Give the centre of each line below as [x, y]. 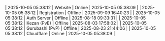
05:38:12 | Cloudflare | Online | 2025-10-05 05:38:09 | [60, 33]
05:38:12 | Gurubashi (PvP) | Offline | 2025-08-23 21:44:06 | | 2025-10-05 [81, 28]
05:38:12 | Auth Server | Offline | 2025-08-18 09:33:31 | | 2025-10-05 [76, 18]
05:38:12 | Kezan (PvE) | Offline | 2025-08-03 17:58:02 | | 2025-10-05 [76, 23]
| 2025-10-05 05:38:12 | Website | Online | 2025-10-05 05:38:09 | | [73, 8]
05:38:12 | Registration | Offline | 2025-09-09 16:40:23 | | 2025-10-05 [89, 13]
